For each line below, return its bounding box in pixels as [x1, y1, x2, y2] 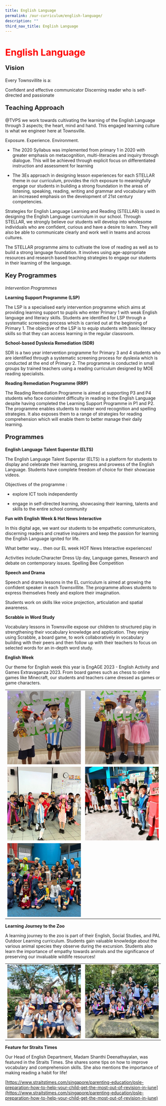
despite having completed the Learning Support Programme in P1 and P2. [5, 401, 155, 406]
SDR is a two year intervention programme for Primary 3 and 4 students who [5, 350, 161, 356]
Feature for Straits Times [5, 1045, 58, 1051]
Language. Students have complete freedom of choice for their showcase [5, 467, 156, 473]
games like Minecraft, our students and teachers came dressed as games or [5, 675, 161, 681]
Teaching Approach [5, 104, 65, 112]
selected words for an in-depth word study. [5, 645, 93, 651]
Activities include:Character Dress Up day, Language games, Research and [5, 555, 158, 561]
